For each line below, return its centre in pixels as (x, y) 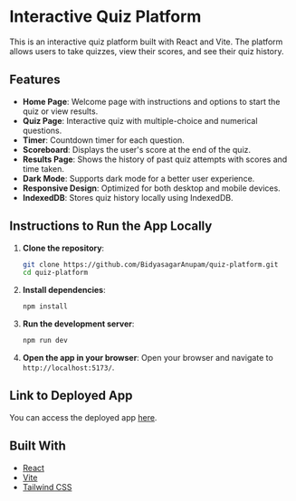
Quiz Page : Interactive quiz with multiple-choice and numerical (140, 120)
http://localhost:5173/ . (68, 367)
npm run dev (45, 341)
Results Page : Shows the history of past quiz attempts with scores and (155, 159)
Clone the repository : (63, 248)
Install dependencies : (64, 290)
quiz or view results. (60, 111)
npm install (45, 307)
